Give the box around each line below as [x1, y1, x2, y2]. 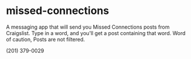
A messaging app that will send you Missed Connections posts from [6, 23, 170, 30]
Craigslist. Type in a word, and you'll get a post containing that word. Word [6, 29, 186, 36]
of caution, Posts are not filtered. [6, 36, 85, 43]
